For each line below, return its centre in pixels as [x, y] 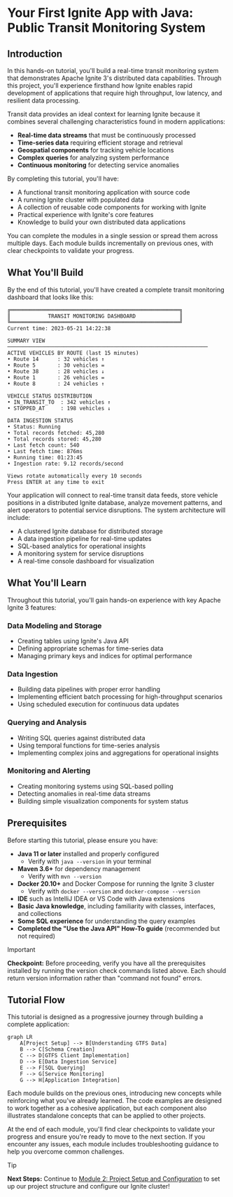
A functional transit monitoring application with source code [104, 192]
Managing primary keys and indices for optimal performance [105, 655]
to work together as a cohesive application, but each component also [107, 1108]
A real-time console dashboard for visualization [86, 561]
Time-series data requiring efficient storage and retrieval [100, 143]
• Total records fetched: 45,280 [56, 433]
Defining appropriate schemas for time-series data [90, 648]
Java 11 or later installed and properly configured [88, 853]
